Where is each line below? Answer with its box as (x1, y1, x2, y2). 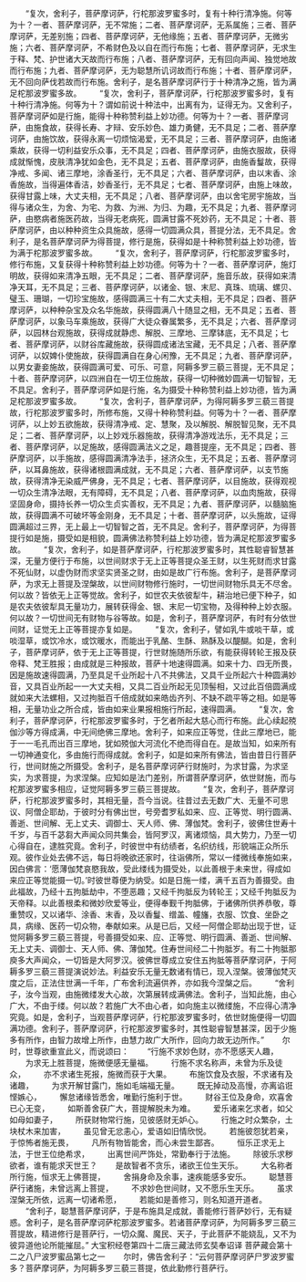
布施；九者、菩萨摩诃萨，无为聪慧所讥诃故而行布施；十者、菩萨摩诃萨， (25, 65, 297, 76)
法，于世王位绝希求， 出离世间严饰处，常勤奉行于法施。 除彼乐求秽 (9, 1149, 293, 1159)
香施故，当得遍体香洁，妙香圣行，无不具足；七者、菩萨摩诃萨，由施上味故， (9, 179, 297, 190)
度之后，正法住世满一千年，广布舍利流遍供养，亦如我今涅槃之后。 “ (9, 977, 280, 988)
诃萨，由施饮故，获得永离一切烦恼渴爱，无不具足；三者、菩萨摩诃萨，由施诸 (9, 133, 297, 144)
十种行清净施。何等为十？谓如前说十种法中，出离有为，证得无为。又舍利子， (9, 99, 297, 109)
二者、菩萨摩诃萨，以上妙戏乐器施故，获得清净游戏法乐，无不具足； (25, 430, 280, 441)
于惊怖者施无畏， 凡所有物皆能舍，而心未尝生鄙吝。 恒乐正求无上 (9, 1137, 285, 1148)
